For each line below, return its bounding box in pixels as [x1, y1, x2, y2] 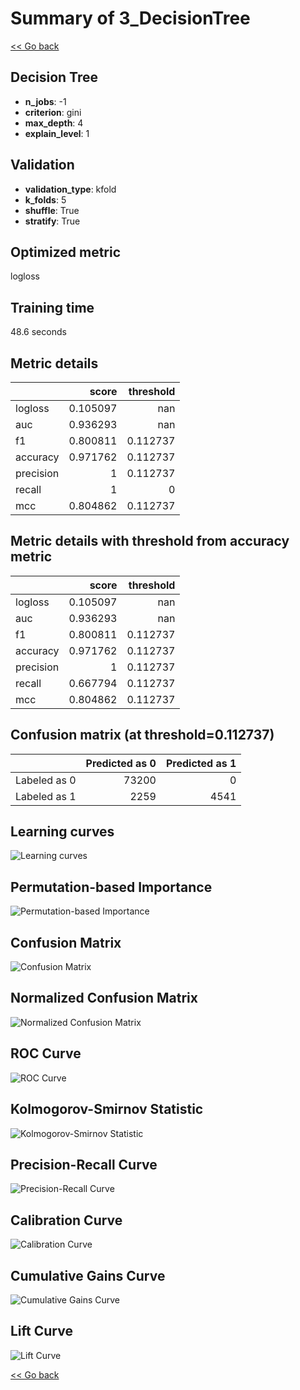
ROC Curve [10, 1045, 82, 1062]
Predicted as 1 [165, 756, 237, 770]
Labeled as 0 [15, 773, 77, 787]
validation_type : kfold [24, 183, 117, 195]
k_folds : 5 [24, 193, 67, 206]
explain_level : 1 [24, 127, 90, 139]
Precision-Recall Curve [10, 1156, 158, 1173]
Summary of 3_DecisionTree [10, 7, 251, 30]
